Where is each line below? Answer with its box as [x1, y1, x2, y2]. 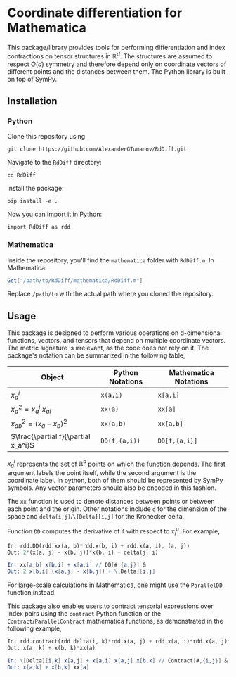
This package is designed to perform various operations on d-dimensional [7, 329, 223, 337]
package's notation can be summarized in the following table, [7, 351, 185, 360]
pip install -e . [7, 198, 58, 205]
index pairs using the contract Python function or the [7, 609, 162, 618]
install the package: [7, 184, 65, 193]
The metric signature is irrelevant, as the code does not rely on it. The [7, 343, 209, 353]
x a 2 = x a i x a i [11, 403, 51, 416]
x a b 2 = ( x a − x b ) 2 [11, 417, 68, 430]
